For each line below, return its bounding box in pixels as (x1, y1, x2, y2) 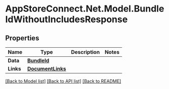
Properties (5, 34, 39, 42)
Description (70, 49, 100, 55)
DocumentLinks (27, 65, 66, 72)
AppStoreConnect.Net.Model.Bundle (5, 3, 164, 15)
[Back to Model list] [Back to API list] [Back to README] (5, 78, 121, 84)
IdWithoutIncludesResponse (5, 14, 128, 25)
